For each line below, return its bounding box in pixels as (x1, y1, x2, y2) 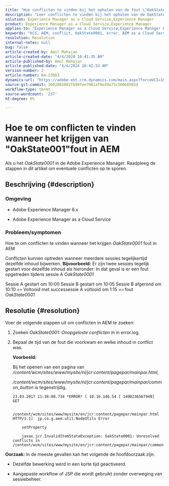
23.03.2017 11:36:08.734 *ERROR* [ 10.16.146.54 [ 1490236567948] (12, 394, 155, 399)
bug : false (5, 45, 28, 50)
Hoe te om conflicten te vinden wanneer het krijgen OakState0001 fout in (5, 240, 157, 246)
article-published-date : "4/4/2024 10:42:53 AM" (5, 63, 109, 68)
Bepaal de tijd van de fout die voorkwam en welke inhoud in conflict (12, 339, 153, 345)
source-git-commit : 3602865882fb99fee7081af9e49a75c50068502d (5, 82, 138, 87)
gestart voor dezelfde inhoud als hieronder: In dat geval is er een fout (5, 266, 149, 272)
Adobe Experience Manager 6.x (12, 207, 78, 213)
